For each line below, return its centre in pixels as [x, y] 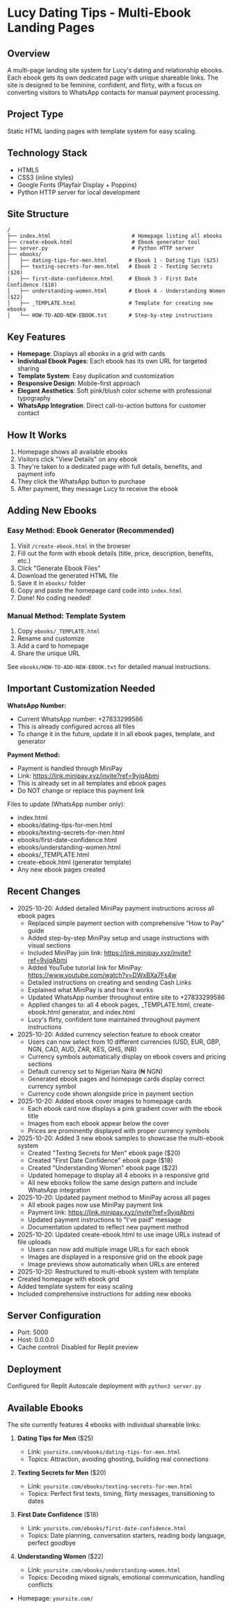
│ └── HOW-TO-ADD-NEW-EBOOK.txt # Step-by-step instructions [110, 315]
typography [34, 398]
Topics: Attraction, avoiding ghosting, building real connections [118, 1459]
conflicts [40, 1585]
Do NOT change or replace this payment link [81, 791]
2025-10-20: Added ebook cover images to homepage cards [104, 1101]
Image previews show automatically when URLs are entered [113, 1264]
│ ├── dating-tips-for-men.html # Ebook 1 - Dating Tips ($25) [113, 261]
